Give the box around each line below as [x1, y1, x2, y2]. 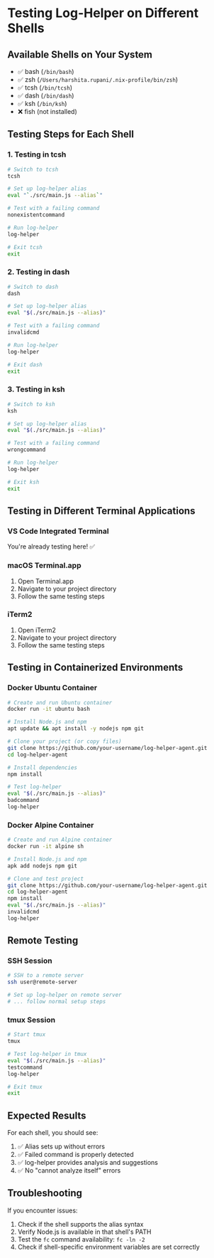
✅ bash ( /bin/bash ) [17, 68, 74, 75]
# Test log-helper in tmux [7, 1051, 87, 1058]
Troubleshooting [7, 1187, 83, 1200]
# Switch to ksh [7, 401, 55, 408]
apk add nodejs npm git [7, 862, 78, 869]
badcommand [7, 797, 40, 804]
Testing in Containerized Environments [7, 662, 184, 674]
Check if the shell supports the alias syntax [17, 1220, 144, 1228]
